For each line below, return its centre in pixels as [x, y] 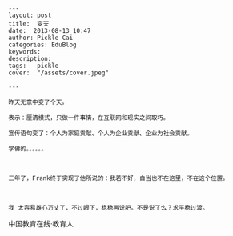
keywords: [25, 52]
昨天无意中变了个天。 [38, 102]
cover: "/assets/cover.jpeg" [59, 73]
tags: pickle [34, 66]
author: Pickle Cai [41, 38]
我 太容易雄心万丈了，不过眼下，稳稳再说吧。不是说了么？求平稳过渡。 [108, 208]
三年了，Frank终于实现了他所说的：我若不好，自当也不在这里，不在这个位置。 [119, 178]
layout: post [30, 15]
